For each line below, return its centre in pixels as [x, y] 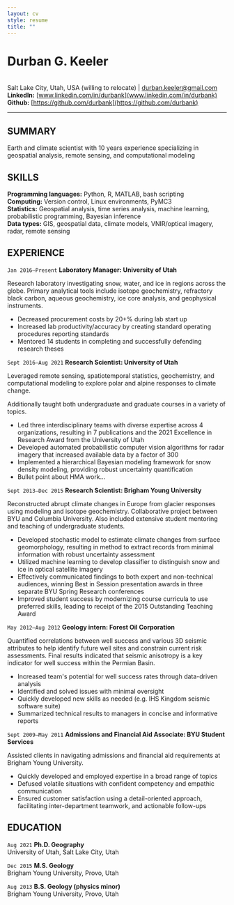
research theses [40, 349]
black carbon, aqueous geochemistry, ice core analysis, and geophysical [112, 298]
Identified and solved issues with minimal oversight [91, 691]
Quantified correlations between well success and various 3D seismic [107, 640]
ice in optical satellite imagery [60, 569]
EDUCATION [34, 828]
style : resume [28, 20]
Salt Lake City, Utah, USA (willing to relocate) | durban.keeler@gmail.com [112, 88]
